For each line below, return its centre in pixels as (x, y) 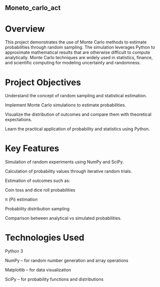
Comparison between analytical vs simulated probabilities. (64, 218)
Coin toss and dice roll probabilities (40, 190)
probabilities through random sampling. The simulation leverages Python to (80, 47)
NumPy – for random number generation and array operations (67, 260)
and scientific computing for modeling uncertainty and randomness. (73, 63)
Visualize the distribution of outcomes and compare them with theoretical (78, 114)
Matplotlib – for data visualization (38, 270)
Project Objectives (43, 82)
